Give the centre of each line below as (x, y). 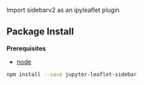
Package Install (40, 31)
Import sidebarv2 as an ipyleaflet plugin (63, 10)
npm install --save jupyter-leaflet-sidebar (72, 74)
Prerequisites (26, 48)
